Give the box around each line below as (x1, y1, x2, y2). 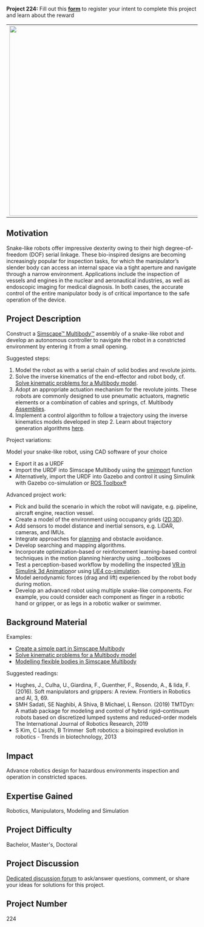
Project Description (6, 314, 81, 324)
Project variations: (6, 436, 52, 443)
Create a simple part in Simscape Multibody (15, 645, 125, 652)
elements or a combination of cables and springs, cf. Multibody (15, 398, 174, 406)
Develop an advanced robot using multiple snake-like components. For (15, 587, 192, 594)
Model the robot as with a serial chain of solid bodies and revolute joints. (15, 366, 197, 373)
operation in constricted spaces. (6, 773, 87, 781)
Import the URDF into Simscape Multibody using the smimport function (15, 466, 192, 474)
